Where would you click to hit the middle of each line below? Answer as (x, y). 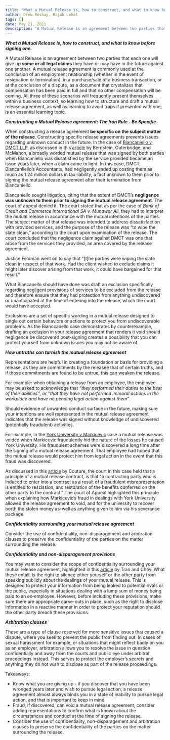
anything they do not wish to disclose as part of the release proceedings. (81, 664)
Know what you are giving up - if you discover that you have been (81, 684)
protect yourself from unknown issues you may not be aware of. (72, 343)
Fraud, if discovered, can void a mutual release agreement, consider (84, 705)
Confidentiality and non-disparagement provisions (60, 554)
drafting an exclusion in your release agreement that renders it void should (83, 332)
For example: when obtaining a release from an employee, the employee (80, 383)
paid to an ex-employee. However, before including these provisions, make (83, 596)
